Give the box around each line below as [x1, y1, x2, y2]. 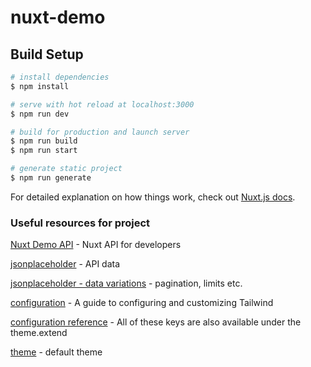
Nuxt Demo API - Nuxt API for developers [10, 239, 182, 251]
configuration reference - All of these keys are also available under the [10, 316, 302, 328]
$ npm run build [10, 136, 78, 146]
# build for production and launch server [10, 127, 190, 137]
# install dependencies [10, 72, 110, 82]
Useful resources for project [10, 216, 151, 230]
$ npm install [10, 81, 70, 91]
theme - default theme [10, 346, 103, 358]
